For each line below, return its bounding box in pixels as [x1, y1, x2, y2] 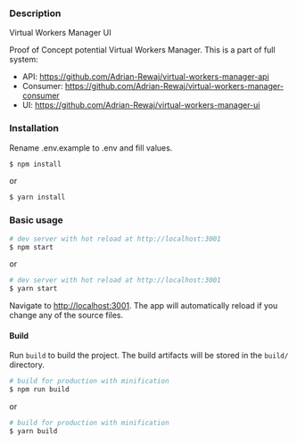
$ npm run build [9, 385, 70, 394]
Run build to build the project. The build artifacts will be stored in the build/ [9, 350, 289, 361]
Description [9, 7, 62, 20]
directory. [9, 359, 45, 370]
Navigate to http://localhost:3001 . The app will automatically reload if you [9, 300, 278, 311]
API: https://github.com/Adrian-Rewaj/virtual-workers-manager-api [21, 71, 269, 82]
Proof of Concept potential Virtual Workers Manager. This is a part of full [9, 45, 276, 55]
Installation [9, 122, 60, 135]
